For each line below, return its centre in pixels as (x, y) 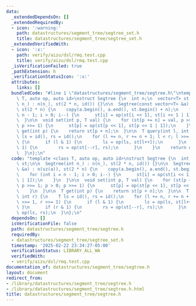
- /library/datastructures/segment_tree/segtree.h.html (75, 289)
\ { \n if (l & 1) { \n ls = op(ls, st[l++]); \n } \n (101, 142)
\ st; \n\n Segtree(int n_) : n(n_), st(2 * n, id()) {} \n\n (92, 164)
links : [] (29, 88)
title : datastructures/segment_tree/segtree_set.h (79, 39)
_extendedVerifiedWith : (40, 44)
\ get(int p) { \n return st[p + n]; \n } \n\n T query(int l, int (103, 131)
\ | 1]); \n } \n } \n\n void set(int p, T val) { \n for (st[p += (105, 180)
